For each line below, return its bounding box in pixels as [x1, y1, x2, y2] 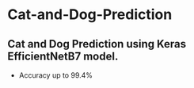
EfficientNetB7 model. [7, 49, 119, 63]
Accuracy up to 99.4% [18, 71, 93, 80]
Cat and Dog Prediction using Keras [7, 37, 187, 51]
